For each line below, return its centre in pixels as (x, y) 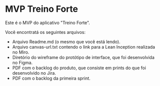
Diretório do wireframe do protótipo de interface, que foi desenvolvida (83, 57)
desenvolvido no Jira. (34, 73)
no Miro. (21, 52)
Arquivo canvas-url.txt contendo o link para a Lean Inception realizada (83, 47)
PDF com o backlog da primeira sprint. (51, 78)
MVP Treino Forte (42, 9)
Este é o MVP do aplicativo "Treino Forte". (48, 23)
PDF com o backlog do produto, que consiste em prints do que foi (79, 68)
